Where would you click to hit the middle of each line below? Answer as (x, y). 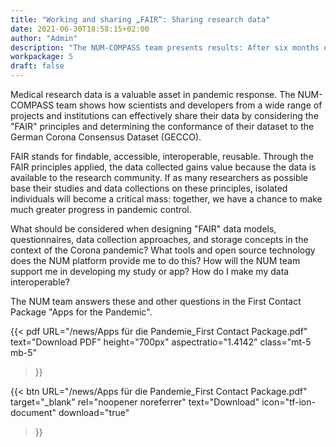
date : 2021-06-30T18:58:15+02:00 (80, 29)
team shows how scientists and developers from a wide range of (189, 105)
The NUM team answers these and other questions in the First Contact (156, 301)
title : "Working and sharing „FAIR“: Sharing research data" (140, 19)
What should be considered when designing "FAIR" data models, (143, 229)
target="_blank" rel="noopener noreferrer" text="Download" (135, 402)
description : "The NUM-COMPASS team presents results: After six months (165, 47)
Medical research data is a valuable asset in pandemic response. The (153, 94)
